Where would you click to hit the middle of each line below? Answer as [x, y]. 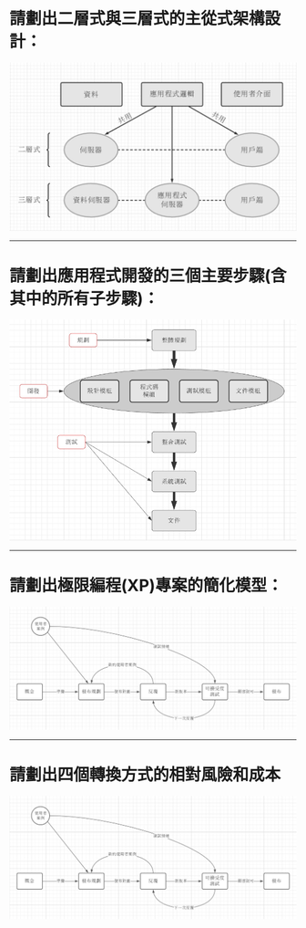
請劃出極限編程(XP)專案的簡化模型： [146, 585]
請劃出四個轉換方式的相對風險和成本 [145, 774]
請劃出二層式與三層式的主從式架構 [138, 19]
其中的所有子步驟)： [84, 299]
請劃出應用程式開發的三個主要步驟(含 [148, 276]
